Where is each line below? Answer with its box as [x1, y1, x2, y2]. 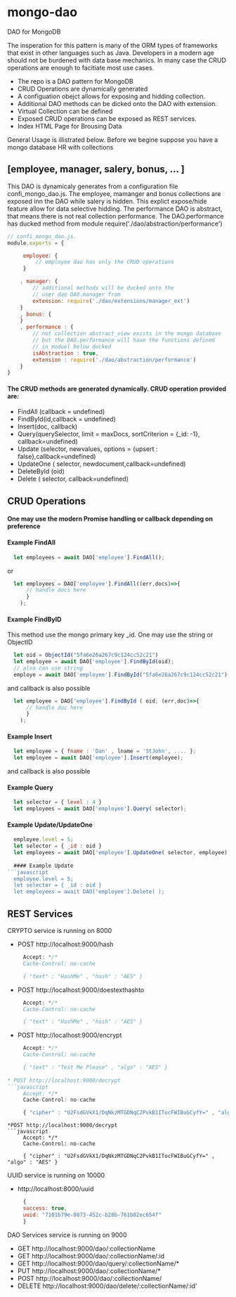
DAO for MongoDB [7, 27, 61, 36]
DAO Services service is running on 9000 [7, 1230, 128, 1239]
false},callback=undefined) [17, 452, 96, 461]
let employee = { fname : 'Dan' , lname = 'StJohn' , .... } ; [13, 748, 197, 755]
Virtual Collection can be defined [17, 107, 113, 115]
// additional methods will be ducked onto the [32, 285, 174, 292]
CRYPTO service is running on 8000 [7, 927, 112, 935]
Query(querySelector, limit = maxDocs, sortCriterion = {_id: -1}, [17, 430, 200, 438]
